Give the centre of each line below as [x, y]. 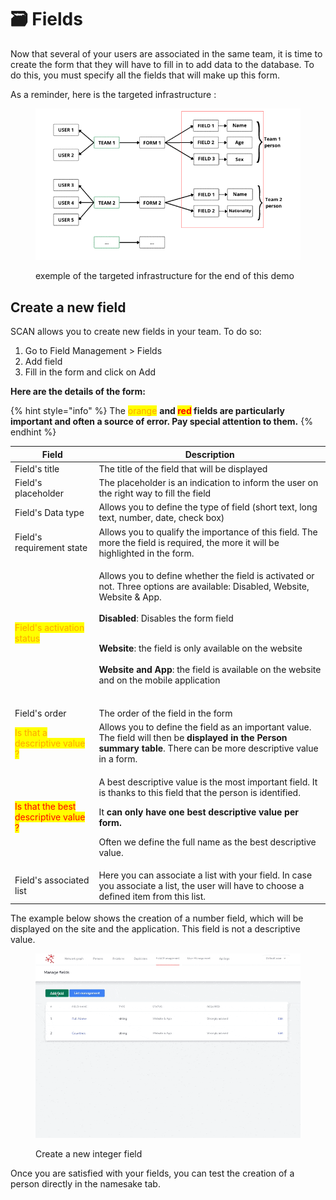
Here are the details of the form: [78, 392]
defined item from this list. [152, 896]
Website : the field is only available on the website [200, 648]
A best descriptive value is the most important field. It [208, 782]
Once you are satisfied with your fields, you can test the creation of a [152, 1173]
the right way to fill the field [155, 493]
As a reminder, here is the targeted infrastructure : [113, 94]
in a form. [118, 759]
